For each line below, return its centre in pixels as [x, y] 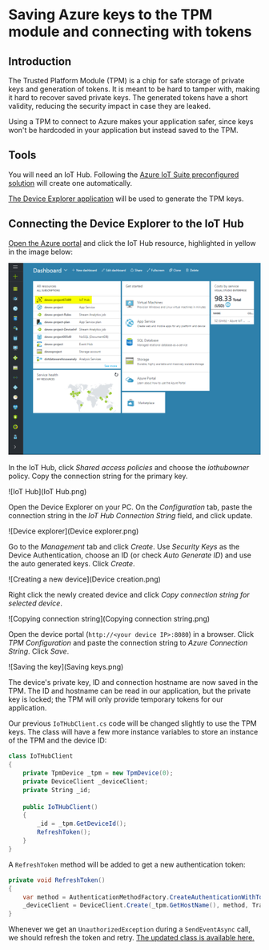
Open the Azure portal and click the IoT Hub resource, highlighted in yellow [132, 243]
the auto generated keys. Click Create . [72, 564]
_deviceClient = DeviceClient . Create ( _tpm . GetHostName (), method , [136, 906]
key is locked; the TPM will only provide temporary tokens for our [116, 699]
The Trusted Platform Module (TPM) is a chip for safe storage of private [126, 81]
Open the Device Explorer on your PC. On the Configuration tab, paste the [130, 507]
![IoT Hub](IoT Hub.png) [48, 492]
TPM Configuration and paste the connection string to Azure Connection [128, 643]
